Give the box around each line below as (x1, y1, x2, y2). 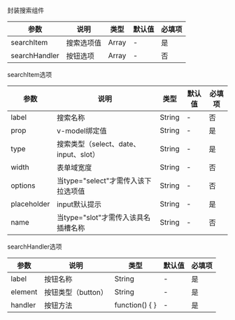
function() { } (114, 300, 157, 309)
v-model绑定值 (57, 126, 107, 135)
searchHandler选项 (7, 242, 62, 251)
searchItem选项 (7, 71, 52, 78)
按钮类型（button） (44, 288, 108, 297)
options (10, 181, 36, 190)
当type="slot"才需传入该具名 (57, 213, 151, 222)
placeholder (10, 199, 50, 209)
